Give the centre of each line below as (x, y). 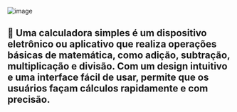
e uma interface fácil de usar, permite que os (108, 78)
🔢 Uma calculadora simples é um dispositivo (107, 33)
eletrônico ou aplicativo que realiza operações (112, 44)
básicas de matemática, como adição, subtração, (119, 56)
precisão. (29, 100)
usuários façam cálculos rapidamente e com (108, 89)
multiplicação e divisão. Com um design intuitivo (117, 66)
